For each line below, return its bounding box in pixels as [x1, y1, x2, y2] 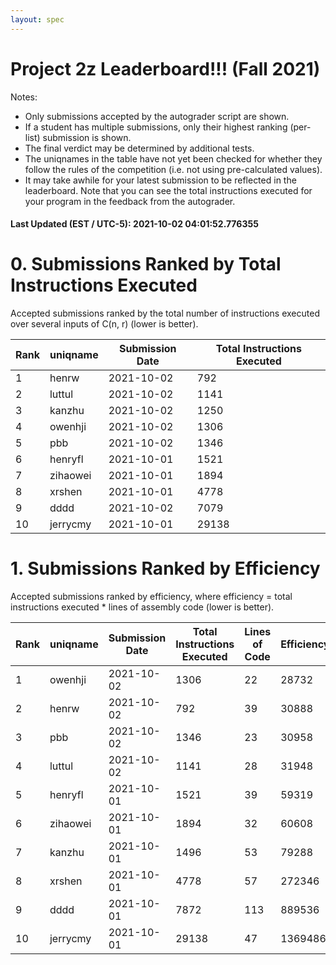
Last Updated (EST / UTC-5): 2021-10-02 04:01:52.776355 [10, 218, 259, 230]
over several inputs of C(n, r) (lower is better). [10, 318, 199, 330]
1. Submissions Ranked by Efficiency [10, 557, 321, 580]
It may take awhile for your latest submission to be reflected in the [24, 174, 297, 186]
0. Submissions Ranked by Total [10, 253, 282, 276]
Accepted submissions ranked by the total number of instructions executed [10, 307, 320, 320]
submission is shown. [42, 131, 132, 143]
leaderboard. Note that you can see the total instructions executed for [24, 184, 313, 196]
